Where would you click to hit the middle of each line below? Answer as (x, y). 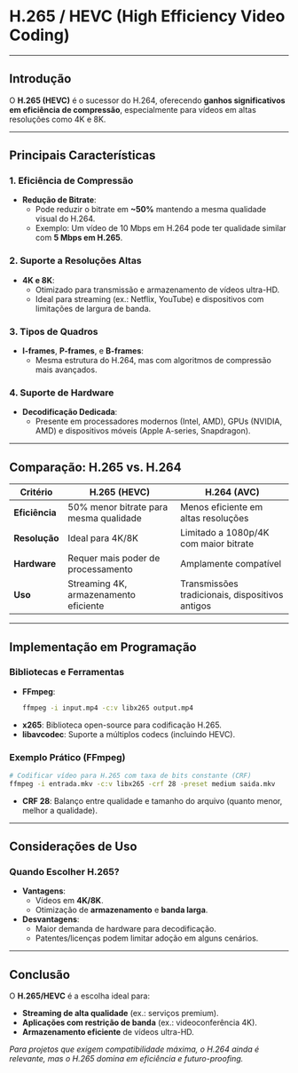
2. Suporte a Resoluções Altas (75, 261)
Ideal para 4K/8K (103, 538)
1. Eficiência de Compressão (71, 181)
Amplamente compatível (231, 564)
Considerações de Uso (73, 847)
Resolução (36, 538)
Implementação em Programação (103, 647)
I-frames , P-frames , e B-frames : (83, 351)
